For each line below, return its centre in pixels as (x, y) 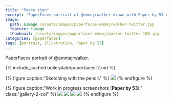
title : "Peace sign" (27, 10)
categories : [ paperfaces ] (33, 39)
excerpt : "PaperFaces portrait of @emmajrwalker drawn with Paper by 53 (84, 15)
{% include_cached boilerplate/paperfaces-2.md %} (61, 67)
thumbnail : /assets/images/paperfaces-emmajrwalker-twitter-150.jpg (84, 34)
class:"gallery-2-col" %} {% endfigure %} (62, 94)
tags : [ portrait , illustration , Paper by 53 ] (55, 43)
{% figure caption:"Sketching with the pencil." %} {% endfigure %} (79, 78)
